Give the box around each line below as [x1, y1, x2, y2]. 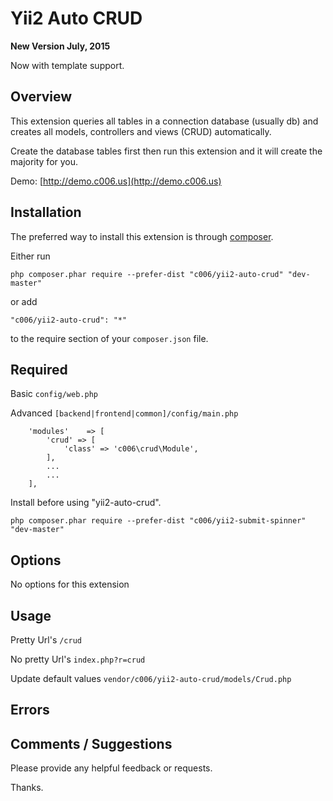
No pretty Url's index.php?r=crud [10, 653, 146, 665]
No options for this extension [10, 578, 130, 591]
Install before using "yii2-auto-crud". [10, 497, 162, 509]
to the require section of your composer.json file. [10, 332, 209, 344]
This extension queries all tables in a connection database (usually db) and [10, 115, 319, 127]
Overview [10, 88, 73, 106]
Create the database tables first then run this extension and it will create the [10, 145, 323, 157]
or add [10, 295, 38, 307]
